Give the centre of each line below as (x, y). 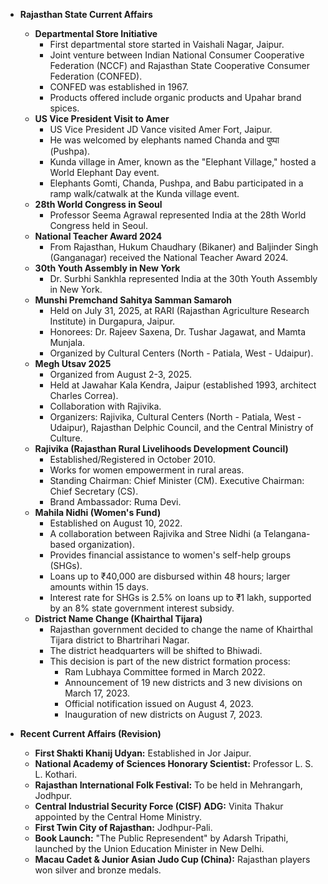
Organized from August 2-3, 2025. (120, 374)
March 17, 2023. (97, 693)
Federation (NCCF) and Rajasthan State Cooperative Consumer (179, 65)
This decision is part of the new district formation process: (170, 661)
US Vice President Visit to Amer (102, 118)
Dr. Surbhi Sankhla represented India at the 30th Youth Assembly (183, 278)
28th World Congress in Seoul (98, 204)
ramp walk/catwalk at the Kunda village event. (144, 193)
